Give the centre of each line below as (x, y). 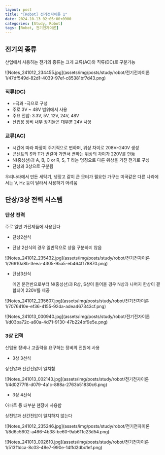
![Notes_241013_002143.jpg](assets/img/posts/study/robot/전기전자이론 (77, 379)
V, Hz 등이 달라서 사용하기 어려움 (46, 182)
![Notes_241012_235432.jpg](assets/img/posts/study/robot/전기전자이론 (78, 258)
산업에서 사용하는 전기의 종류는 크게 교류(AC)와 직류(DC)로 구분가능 (70, 62)
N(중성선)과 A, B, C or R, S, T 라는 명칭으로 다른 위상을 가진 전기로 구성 (81, 160)
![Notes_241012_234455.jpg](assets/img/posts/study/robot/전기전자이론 (78, 72)
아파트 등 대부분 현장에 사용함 (33, 405)
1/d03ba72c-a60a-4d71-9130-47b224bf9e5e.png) (56, 322)
